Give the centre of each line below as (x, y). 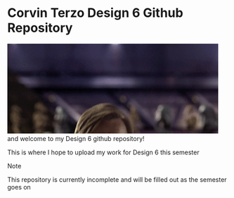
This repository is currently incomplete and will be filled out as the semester (117, 179)
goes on (19, 187)
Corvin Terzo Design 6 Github (96, 13)
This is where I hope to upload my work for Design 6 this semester (103, 152)
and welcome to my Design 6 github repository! (76, 138)
